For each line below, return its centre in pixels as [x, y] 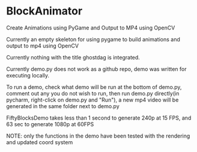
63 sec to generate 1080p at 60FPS [50, 124]
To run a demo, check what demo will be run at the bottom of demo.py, [94, 87]
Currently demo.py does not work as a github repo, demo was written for [96, 69]
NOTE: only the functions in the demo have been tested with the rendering [98, 136]
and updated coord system [40, 142]
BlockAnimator [44, 11]
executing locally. [28, 75]
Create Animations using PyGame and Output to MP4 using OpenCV [91, 28]
